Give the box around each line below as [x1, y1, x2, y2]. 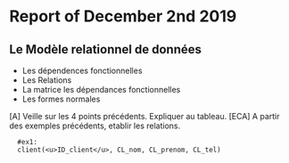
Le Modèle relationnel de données [9, 42, 202, 57]
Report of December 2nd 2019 [9, 6, 237, 27]
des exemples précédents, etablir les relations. [9, 120, 181, 131]
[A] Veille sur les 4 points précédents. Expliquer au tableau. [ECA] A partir [9, 111, 280, 121]
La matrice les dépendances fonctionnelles [21, 85, 181, 94]
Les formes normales [21, 94, 101, 104]
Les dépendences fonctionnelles [21, 65, 143, 76]
